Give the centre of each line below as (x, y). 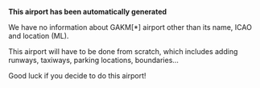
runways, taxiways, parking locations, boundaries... (94, 60)
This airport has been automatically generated (88, 12)
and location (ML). (39, 36)
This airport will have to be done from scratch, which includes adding (123, 51)
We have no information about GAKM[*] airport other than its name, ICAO (130, 27)
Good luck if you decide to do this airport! (77, 75)
